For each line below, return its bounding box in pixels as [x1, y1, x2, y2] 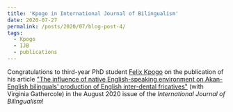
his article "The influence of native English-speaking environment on [7, 75, 204, 83]
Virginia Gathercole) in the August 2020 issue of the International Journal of [7, 89, 226, 97]
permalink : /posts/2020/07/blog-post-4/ [7, 23, 127, 30]
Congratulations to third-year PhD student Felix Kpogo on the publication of [7, 67, 224, 76]
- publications [13, 49, 58, 56]
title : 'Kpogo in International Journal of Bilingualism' [7, 10, 179, 17]
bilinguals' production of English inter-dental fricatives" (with [29, 82, 204, 91]
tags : [7, 29, 23, 37]
